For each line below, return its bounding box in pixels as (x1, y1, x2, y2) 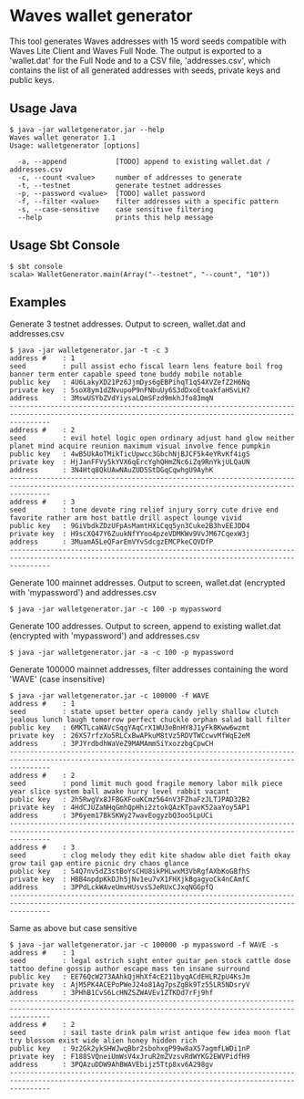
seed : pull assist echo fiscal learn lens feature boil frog (9, 362, 283, 371)
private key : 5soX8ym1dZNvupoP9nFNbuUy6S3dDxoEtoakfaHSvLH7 (9, 386, 250, 395)
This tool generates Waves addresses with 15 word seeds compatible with (9, 36, 287, 47)
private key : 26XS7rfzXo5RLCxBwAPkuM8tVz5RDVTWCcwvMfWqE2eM (9, 731, 250, 741)
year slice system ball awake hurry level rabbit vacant (9, 787, 230, 796)
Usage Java (9, 101, 77, 117)
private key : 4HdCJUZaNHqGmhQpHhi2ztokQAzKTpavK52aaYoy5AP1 (9, 804, 250, 813)
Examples (9, 294, 66, 310)
